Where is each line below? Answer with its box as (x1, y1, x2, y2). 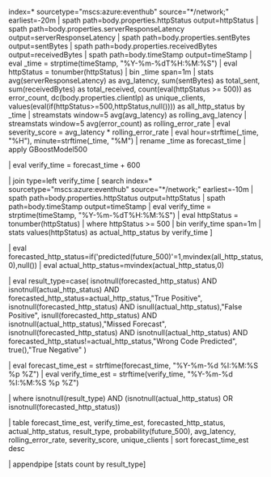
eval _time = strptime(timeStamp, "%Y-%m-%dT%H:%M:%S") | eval (8, 58, 238, 68)
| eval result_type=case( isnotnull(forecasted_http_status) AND (8, 276, 218, 286)
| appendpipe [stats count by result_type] (8, 459, 146, 469)
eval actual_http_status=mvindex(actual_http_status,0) (43, 261, 225, 270)
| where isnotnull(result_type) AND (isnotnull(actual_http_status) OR (8, 394, 233, 403)
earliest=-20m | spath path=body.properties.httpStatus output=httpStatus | (8, 15, 259, 25)
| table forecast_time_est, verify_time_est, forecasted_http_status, (8, 418, 226, 428)
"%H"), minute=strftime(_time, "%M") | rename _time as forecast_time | (8, 136, 247, 145)
